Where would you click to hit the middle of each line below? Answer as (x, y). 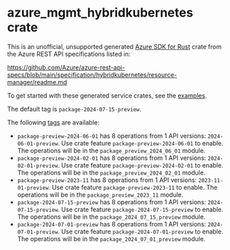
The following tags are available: (53, 122)
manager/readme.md (37, 82)
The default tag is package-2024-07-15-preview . (74, 109)
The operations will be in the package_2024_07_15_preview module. (111, 217)
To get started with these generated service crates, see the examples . (107, 96)
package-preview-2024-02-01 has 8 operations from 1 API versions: (112, 158)
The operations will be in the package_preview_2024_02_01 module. (111, 172)
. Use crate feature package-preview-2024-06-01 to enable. (141, 143)
